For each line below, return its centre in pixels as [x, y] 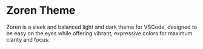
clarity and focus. [28, 39]
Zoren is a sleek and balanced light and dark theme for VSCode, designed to [102, 27]
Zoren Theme [41, 10]
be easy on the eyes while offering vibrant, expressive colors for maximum [99, 33]
